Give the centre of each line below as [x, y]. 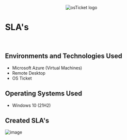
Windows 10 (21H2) [31, 105]
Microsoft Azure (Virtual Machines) [47, 68]
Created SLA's [27, 120]
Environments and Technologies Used [64, 56]
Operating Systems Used [44, 93]
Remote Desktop [29, 73]
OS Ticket [22, 78]
